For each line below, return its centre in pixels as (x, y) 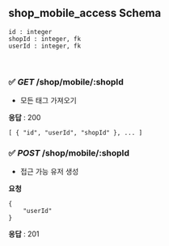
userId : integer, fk (45, 46)
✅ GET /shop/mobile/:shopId (66, 81)
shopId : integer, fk (45, 39)
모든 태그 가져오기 (48, 101)
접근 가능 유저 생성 (49, 172)
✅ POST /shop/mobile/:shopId (69, 153)
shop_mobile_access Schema (85, 13)
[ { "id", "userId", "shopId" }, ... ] (76, 133)
